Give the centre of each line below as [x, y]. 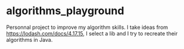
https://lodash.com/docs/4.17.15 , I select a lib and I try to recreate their [92, 33]
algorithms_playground [65, 11]
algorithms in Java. [29, 40]
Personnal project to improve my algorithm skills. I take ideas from [87, 27]
